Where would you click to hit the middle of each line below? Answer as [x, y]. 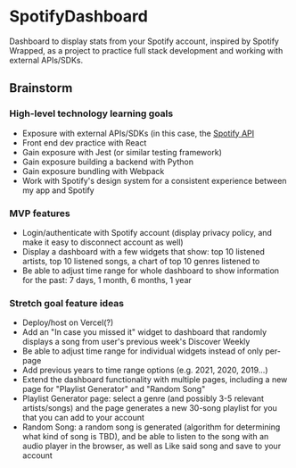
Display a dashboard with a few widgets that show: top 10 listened [144, 251]
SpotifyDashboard [79, 17]
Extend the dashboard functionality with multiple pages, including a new [155, 380]
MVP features [40, 213]
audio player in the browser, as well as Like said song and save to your [152, 446]
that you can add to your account [83, 418]
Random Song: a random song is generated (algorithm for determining [151, 427]
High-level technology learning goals [91, 113]
